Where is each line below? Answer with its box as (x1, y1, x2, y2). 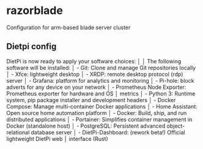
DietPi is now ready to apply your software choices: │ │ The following (6, 57, 182, 64)
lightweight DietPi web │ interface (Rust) (6, 135, 108, 142)
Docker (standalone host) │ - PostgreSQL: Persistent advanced (6, 122, 166, 130)
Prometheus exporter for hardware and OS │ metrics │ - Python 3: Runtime (6, 89, 196, 97)
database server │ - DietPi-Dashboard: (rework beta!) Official (31, 128, 185, 136)
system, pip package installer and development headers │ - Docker (6, 96, 176, 103)
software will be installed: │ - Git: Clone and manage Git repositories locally (6, 64, 196, 71)
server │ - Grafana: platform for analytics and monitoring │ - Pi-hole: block (6, 77, 194, 84)
